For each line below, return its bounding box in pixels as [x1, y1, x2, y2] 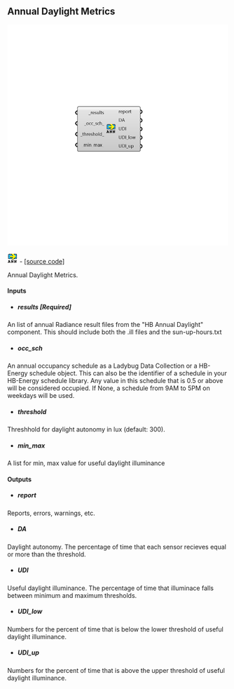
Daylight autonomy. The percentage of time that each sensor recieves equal [7, 542, 226, 551]
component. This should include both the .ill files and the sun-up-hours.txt [7, 328, 222, 336]
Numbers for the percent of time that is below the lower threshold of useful [7, 624, 224, 634]
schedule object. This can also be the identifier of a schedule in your [29, 369, 228, 377]
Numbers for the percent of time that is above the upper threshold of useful [7, 666, 226, 674]
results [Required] [17, 303, 72, 311]
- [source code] [19, 257, 65, 265]
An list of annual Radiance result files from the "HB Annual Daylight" [7, 321, 204, 329]
